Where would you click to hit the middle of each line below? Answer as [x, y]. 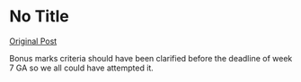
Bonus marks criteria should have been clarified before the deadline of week [151, 58]
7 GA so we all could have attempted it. [82, 68]
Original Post [33, 41]
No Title [40, 16]
